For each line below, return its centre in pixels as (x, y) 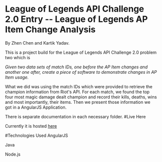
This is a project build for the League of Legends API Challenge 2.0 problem (81, 52)
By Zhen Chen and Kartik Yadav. (37, 43)
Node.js (13, 154)
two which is (18, 57)
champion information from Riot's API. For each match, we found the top (77, 92)
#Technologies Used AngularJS (37, 135)
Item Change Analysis (50, 30)
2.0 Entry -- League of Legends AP (76, 19)
